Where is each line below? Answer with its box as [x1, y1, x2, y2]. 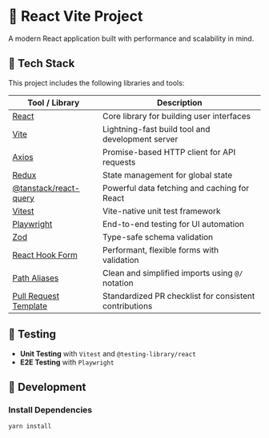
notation [102, 277, 134, 289]
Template [12, 300, 48, 311]
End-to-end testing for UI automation [102, 218, 245, 229]
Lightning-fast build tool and [102, 123, 211, 134]
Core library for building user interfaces [102, 110, 251, 121]
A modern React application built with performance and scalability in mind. [8, 34, 255, 43]
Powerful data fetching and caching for [102, 182, 250, 193]
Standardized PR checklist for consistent [102, 290, 255, 301]
